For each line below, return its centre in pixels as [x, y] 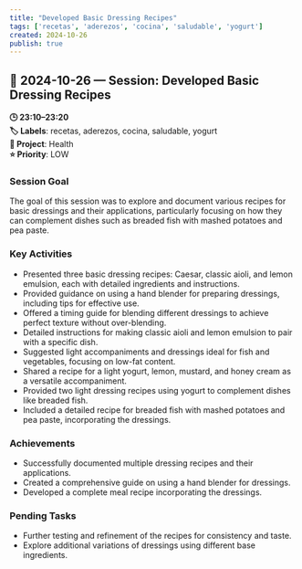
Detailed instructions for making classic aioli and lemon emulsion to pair [157, 332]
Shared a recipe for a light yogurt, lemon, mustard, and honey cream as [157, 371]
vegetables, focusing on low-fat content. [99, 361]
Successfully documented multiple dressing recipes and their [138, 463]
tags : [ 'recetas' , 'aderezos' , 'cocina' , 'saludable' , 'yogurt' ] [136, 26]
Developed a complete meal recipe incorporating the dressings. [142, 492]
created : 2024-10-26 [49, 35]
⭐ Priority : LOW [39, 154]
